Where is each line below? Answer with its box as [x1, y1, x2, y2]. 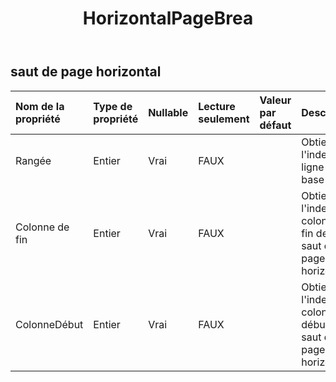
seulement [198, 112, 250, 126]
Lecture [198, 99, 236, 113]
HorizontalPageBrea [82, 7, 254, 30]
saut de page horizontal [10, 63, 162, 81]
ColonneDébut [15, 317, 84, 331]
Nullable [148, 105, 189, 119]
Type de [93, 99, 133, 113]
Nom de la [15, 99, 65, 113]
